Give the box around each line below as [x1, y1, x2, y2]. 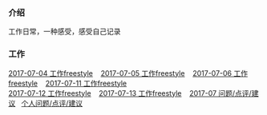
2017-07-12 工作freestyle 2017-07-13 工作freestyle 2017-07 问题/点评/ [8, 88, 253, 97]
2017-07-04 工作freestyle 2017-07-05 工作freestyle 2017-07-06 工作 [8, 68, 249, 77]
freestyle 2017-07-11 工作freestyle [8, 78, 127, 88]
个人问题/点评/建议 [21, 98, 83, 108]
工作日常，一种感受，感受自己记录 [8, 26, 121, 37]
